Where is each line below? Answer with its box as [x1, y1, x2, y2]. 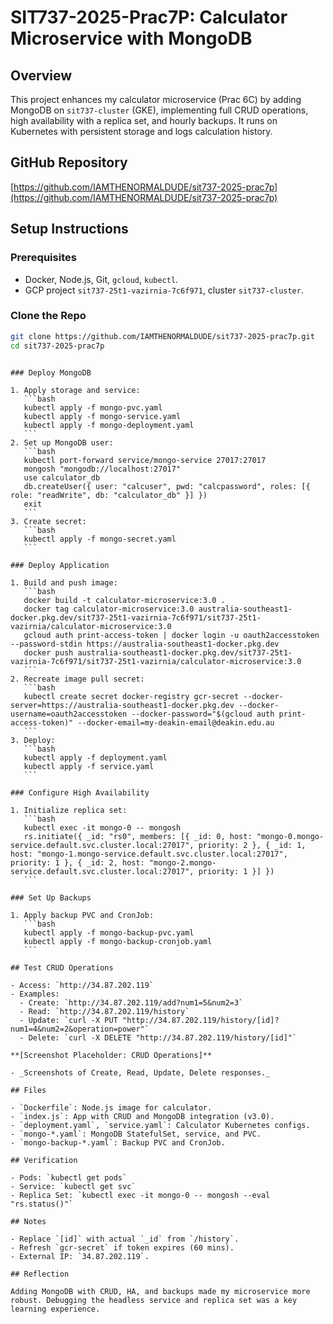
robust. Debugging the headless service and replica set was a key [10, 1295, 298, 1305]
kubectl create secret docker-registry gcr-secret [23, 691, 240, 701]
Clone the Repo [10, 309, 87, 323]
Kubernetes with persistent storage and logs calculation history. [10, 126, 273, 137]
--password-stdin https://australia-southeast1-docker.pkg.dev [10, 639, 280, 649]
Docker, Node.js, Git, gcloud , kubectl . [24, 273, 179, 285]
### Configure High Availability [10, 787, 150, 798]
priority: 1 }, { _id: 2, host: [10, 857, 145, 868]
